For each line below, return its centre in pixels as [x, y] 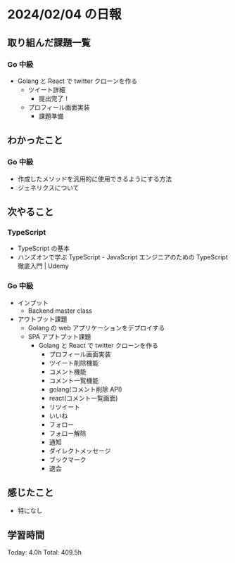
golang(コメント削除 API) [85, 389]
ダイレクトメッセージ [80, 451]
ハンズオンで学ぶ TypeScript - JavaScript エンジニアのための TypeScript [123, 257]
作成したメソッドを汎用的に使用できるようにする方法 [95, 179]
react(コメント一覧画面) [83, 398]
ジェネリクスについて [48, 188]
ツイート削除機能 [74, 363]
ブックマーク [68, 459]
